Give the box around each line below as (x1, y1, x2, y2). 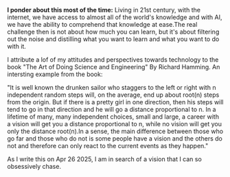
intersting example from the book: (7, 70, 103, 78)
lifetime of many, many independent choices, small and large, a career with (7, 113, 220, 121)
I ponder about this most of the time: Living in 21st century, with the (7, 6, 201, 14)
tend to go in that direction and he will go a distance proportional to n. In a (7, 106, 216, 113)
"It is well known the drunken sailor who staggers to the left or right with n (7, 84, 216, 91)
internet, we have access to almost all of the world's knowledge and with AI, (7, 13, 222, 21)
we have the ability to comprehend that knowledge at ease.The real (7, 21, 198, 28)
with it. (7, 43, 26, 50)
